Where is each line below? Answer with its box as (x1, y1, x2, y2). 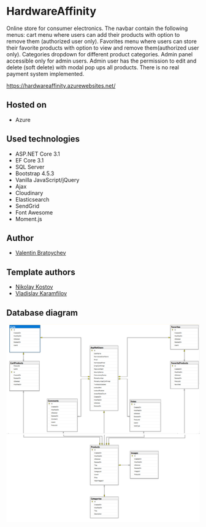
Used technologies (6, 134, 80, 145)
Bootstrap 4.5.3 (15, 170, 55, 177)
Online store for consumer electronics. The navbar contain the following (6, 25, 188, 32)
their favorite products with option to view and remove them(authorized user (6, 44, 199, 51)
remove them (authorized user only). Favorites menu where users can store (6, 37, 197, 45)
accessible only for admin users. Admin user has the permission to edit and (6, 57, 197, 64)
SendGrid (15, 202, 40, 210)
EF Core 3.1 (15, 156, 44, 164)
